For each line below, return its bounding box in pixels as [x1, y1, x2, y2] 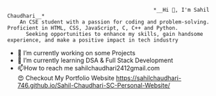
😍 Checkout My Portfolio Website [17, 74, 115, 82]
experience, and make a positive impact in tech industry [7, 37, 178, 44]
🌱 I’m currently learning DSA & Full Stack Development [17, 56, 174, 64]
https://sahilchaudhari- [115, 74, 182, 82]
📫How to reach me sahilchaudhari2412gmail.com [17, 64, 160, 72]
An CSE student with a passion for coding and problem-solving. [19, 19, 210, 26]
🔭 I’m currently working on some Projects [17, 49, 135, 57]
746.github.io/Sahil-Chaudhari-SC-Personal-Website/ [17, 81, 170, 89]
